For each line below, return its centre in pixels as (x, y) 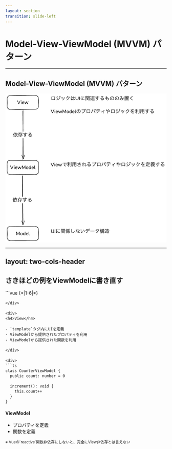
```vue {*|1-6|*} (22, 293)
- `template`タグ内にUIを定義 (35, 329)
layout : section (23, 11)
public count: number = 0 (38, 376)
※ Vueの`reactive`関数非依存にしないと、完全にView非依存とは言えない (68, 442)
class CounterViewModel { (33, 371)
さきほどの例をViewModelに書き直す (64, 280)
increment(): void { (32, 386)
